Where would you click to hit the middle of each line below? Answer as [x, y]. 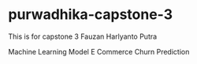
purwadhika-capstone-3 [91, 15]
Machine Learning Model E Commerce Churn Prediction [99, 51]
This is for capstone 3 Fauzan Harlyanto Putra [83, 36]
